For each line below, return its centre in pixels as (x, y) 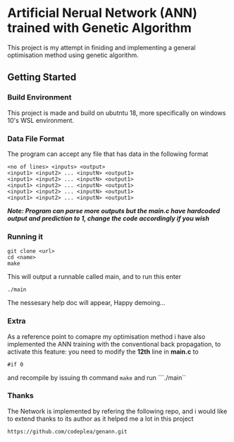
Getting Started (42, 77)
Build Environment (39, 97)
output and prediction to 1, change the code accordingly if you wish (109, 218)
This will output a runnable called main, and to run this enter (94, 277)
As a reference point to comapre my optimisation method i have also (106, 336)
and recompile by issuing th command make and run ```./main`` (97, 377)
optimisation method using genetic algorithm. (73, 55)
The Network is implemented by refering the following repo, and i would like (117, 411)
